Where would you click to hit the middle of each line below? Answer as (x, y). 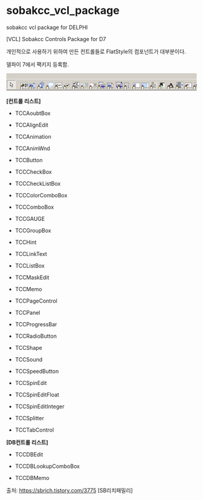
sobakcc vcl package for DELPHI (47, 27)
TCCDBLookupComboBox (47, 466)
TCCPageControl (36, 301)
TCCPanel (27, 313)
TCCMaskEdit (32, 278)
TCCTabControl (34, 430)
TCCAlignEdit (31, 125)
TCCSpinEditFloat (37, 395)
